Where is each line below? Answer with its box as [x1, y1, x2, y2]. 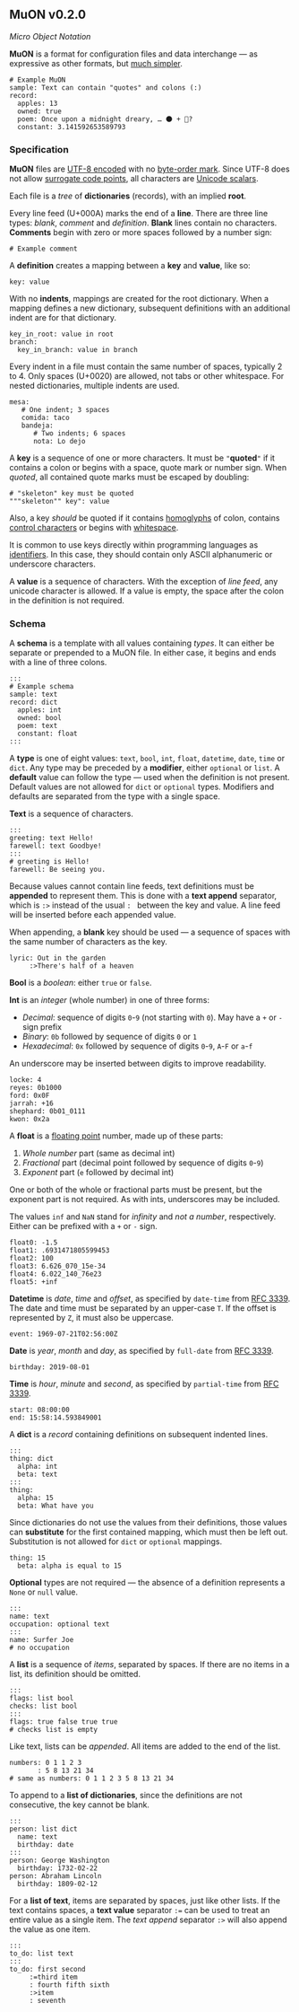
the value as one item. [9, 1924, 91, 1935]
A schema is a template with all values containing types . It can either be [9, 637, 275, 649]
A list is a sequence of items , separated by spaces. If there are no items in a [9, 1659, 290, 1670]
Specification [9, 143, 69, 155]
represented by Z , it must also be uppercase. [9, 1313, 175, 1323]
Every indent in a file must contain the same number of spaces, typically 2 [9, 361, 283, 372]
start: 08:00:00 [9, 1405, 70, 1415]
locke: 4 [9, 1076, 42, 1085]
